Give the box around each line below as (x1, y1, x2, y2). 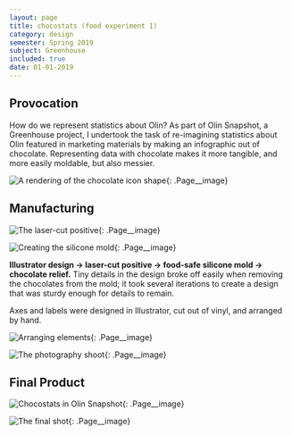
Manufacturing (9, 201, 95, 216)
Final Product (9, 374, 85, 389)
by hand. (9, 314, 42, 325)
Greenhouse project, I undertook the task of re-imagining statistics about (9, 129, 278, 139)
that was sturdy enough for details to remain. (9, 288, 175, 298)
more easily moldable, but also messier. (9, 157, 155, 168)
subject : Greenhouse (9, 46, 87, 55)
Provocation (9, 96, 79, 112)
